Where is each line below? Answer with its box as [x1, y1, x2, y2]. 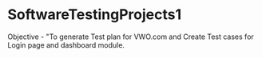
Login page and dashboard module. [7, 40, 125, 49]
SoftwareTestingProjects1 [7, 6, 181, 24]
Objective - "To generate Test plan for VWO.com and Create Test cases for [7, 32, 255, 41]
